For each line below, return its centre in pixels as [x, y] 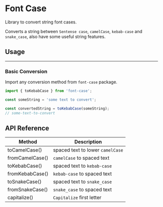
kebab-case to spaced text [82, 174]
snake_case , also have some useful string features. [55, 37]
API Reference [27, 128]
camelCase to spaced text [81, 158]
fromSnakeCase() [28, 189]
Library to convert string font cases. [41, 22]
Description [88, 142]
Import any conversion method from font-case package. [61, 82]
